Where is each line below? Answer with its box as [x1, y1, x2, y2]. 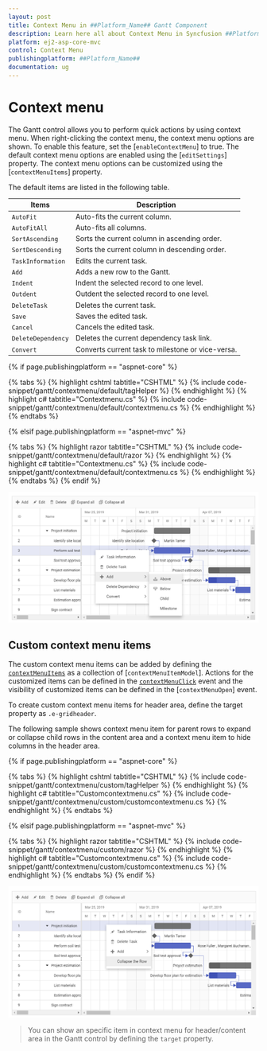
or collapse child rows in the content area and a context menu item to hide [8, 733, 251, 742]
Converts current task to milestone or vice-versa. [75, 344, 238, 354]
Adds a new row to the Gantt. [75, 267, 171, 276]
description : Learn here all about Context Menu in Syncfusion [8, 29, 222, 37]
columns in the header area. [8, 741, 100, 751]
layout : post [8, 13, 52, 21]
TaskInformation [11, 257, 66, 266]
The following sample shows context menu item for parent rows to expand [8, 724, 252, 734]
